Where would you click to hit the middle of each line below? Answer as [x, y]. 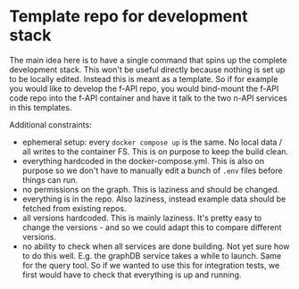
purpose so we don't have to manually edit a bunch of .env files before [152, 170]
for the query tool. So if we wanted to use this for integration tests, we [151, 265]
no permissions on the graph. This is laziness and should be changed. [151, 189]
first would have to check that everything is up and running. [132, 275]
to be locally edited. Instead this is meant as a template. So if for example [144, 78]
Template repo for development [129, 17]
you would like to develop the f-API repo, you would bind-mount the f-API [144, 88]
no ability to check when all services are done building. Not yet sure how [156, 246]
